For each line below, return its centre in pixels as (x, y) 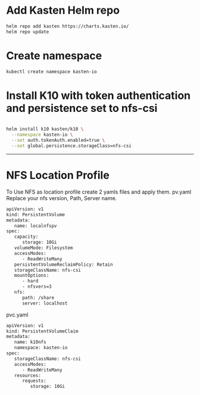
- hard (30, 281)
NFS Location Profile (58, 175)
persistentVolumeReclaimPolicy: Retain (63, 265)
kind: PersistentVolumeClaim (42, 331)
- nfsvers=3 (37, 287)
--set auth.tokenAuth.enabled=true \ (58, 141)
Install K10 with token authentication (99, 95)
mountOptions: (32, 276)
